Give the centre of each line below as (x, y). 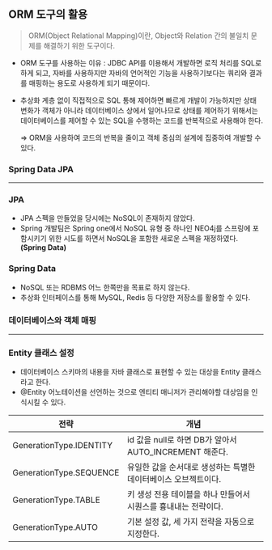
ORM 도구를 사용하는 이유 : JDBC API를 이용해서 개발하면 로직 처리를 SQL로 (141, 62)
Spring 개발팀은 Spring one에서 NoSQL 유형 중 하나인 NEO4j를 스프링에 (135, 228)
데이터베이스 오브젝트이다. (174, 480)
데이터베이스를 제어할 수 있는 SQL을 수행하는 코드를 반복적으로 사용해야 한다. (142, 121)
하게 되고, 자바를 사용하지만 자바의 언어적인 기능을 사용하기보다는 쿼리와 (134, 73)
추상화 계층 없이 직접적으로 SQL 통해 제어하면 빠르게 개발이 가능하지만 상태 (138, 100)
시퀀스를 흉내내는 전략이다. (175, 506)
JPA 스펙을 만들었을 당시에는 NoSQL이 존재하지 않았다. (108, 218)
